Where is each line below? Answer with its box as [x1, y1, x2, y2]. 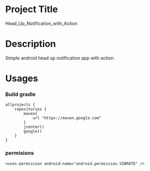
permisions [5, 150, 34, 157]
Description [5, 38, 56, 50]
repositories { [14, 107, 47, 112]
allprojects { [5, 102, 36, 108]
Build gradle [5, 90, 36, 97]
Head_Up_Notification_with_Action [5, 20, 78, 26]
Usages [5, 73, 38, 84]
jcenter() [23, 124, 44, 130]
